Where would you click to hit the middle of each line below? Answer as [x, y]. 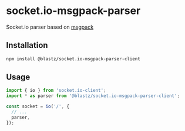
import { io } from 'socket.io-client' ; [56, 91]
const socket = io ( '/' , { [38, 106]
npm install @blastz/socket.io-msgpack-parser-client [73, 59]
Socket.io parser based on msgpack [50, 27]
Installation [27, 45]
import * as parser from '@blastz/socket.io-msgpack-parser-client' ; [93, 96]
